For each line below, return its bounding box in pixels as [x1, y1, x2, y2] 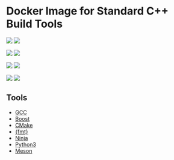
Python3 [14, 141, 36, 148]
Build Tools [6, 17, 63, 31]
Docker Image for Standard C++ [6, 4, 169, 18]
